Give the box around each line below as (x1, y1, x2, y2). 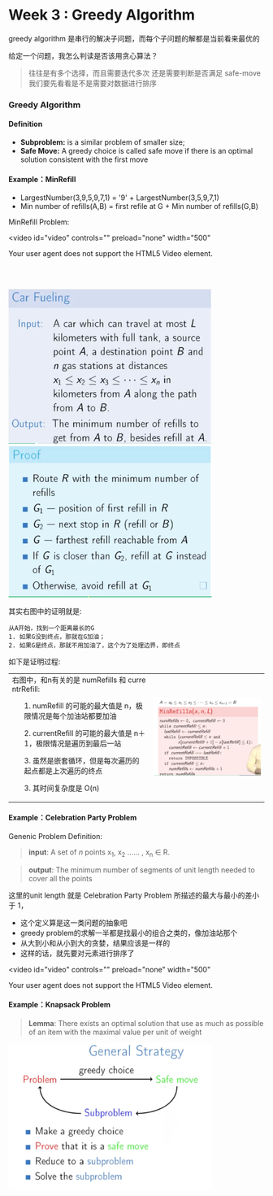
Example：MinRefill (8, 174, 76, 184)
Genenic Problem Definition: (8, 832, 103, 842)
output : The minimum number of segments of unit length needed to (28, 864, 256, 875)
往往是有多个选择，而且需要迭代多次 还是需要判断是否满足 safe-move (28, 67, 262, 78)
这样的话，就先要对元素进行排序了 (19, 948, 135, 958)
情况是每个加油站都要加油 (31, 711, 117, 721)
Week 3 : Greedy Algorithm (8, 6, 195, 24)
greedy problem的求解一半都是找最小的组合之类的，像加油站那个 (19, 928, 238, 937)
